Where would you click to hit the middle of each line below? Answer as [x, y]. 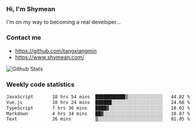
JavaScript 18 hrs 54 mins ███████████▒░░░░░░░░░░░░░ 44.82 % [98, 97]
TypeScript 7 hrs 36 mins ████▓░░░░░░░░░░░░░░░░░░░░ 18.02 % [98, 108]
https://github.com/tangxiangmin [56, 50]
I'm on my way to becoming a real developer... [64, 22]
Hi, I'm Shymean [31, 9]
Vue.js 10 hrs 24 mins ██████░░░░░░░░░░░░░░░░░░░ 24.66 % [98, 102]
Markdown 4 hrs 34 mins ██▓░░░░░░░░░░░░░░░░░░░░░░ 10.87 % [98, 114]
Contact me [24, 38]
